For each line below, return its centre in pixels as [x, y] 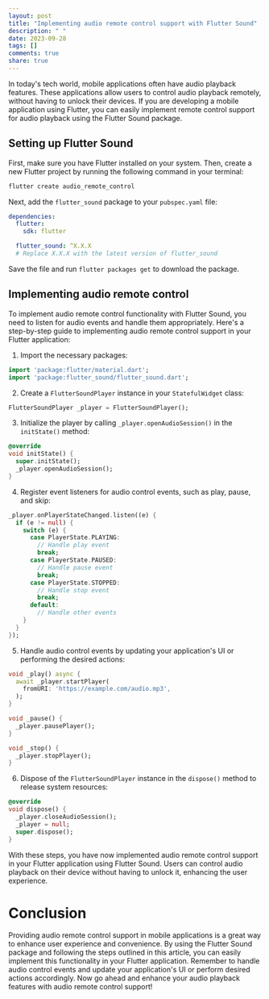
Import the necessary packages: [74, 355]
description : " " [37, 31]
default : [44, 605]
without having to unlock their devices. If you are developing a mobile [124, 101]
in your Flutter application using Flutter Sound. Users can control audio [126, 863]
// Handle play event [74, 545]
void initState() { [41, 454]
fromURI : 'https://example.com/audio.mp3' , [97, 689]
